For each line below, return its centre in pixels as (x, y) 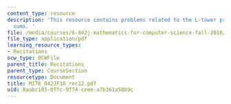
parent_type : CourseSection (47, 70)
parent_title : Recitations (46, 64)
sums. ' (24, 26)
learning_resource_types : (44, 45)
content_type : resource (41, 13)
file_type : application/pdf (47, 39)
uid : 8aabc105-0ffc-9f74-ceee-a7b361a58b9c (70, 90)
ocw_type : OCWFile (33, 58)
